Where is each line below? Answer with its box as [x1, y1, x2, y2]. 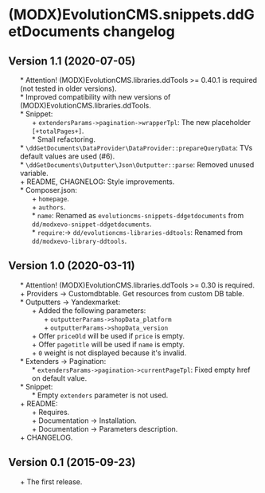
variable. [19, 169, 49, 178]
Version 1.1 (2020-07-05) [8, 54, 136, 68]
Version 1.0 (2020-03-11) [8, 259, 135, 272]
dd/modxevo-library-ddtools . [31, 237, 127, 245]
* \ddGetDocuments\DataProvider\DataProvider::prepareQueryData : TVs [19, 143, 253, 152]
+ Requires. [31, 407, 70, 417]
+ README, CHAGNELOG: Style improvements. [19, 177, 175, 186]
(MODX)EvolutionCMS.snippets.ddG [8, 6, 255, 24]
